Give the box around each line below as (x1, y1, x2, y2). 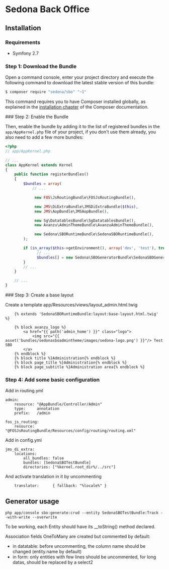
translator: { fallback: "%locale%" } (14, 483, 107, 488)
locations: (14, 451, 37, 456)
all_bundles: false (23, 456, 64, 461)
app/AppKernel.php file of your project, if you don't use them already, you (5, 129, 156, 135)
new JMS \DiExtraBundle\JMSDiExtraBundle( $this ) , (34, 204, 138, 209)
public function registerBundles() (14, 172, 89, 177)
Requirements (5, 39, 41, 46)
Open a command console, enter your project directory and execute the (5, 74, 154, 80)
